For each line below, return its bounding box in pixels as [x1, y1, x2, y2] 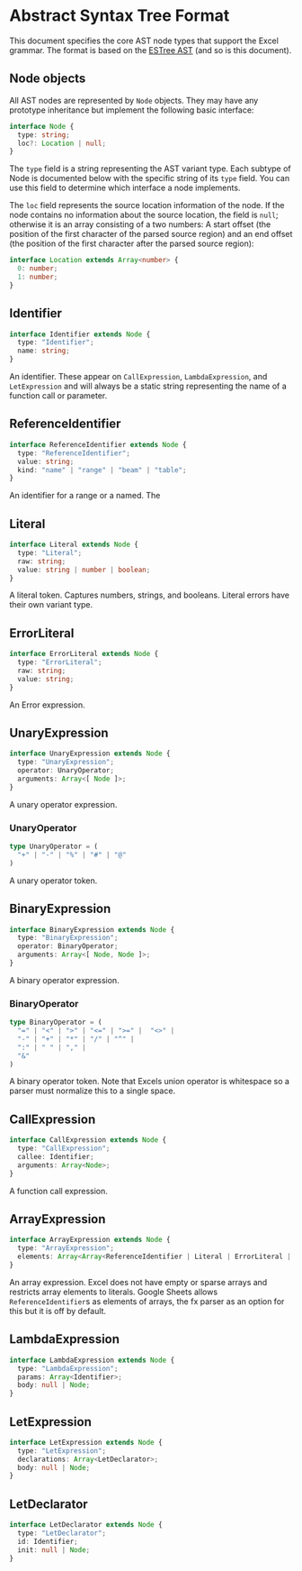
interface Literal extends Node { [9, 540, 139, 550]
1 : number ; [17, 272, 58, 281]
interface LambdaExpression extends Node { [9, 1356, 175, 1365]
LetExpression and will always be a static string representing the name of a [9, 380, 288, 392]
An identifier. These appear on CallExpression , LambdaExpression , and [9, 371, 268, 382]
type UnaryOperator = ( [9, 842, 99, 852]
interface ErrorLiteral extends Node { [9, 650, 159, 659]
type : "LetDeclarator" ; [17, 1529, 106, 1538]
